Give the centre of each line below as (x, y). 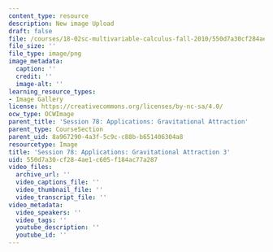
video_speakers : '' (49, 212)
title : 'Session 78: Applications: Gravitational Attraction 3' (119, 152)
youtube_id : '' (41, 235)
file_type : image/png (45, 54)
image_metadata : (36, 62)
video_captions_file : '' (58, 182)
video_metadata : (36, 205)
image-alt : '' (39, 84)
